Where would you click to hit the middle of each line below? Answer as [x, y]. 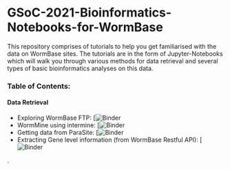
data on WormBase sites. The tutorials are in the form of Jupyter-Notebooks [115, 54]
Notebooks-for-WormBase [85, 27]
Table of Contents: [39, 86]
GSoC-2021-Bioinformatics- [90, 13]
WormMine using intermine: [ [58, 125]
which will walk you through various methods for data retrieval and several [113, 61]
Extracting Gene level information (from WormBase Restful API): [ [109, 140]
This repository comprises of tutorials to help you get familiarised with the [112, 46]
